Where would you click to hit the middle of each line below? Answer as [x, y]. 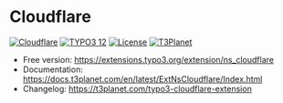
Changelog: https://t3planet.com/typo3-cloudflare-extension [137, 88]
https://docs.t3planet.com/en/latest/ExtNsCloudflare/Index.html [142, 78]
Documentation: [53, 69]
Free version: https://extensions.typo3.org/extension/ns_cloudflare [148, 59]
